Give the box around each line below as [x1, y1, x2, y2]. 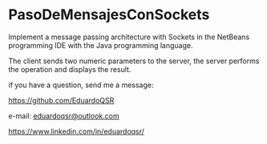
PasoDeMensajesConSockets [8, 6, 210, 24]
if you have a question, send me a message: [8, 80, 154, 90]
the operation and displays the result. [8, 64, 131, 74]
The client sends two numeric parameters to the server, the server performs [8, 56, 260, 66]
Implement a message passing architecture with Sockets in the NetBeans [8, 32, 250, 42]
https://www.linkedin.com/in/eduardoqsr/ [8, 126, 144, 136]
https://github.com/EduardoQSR [8, 95, 115, 105]
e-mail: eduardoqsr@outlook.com [8, 110, 119, 121]
